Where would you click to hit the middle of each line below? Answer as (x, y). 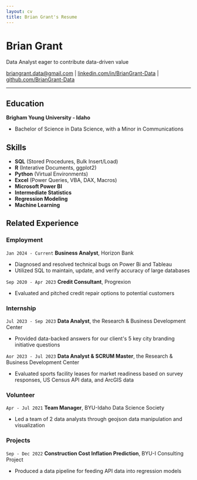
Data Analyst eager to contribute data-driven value (67, 62)
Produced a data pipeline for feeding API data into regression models (98, 471)
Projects (18, 441)
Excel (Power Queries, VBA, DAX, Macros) (66, 180)
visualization (30, 426)
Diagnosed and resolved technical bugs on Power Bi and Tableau (93, 264)
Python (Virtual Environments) (51, 174)
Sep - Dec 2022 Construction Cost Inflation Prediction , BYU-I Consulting (95, 453)
